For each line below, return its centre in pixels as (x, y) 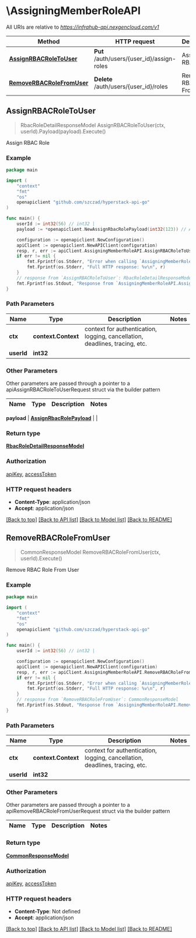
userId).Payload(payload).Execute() (63, 131)
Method (49, 41)
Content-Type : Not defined (47, 912)
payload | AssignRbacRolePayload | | (52, 418)
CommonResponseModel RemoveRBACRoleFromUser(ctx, (90, 552)
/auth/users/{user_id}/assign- (135, 59)
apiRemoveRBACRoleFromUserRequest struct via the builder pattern (88, 811)
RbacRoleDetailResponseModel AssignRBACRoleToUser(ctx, (93, 125)
